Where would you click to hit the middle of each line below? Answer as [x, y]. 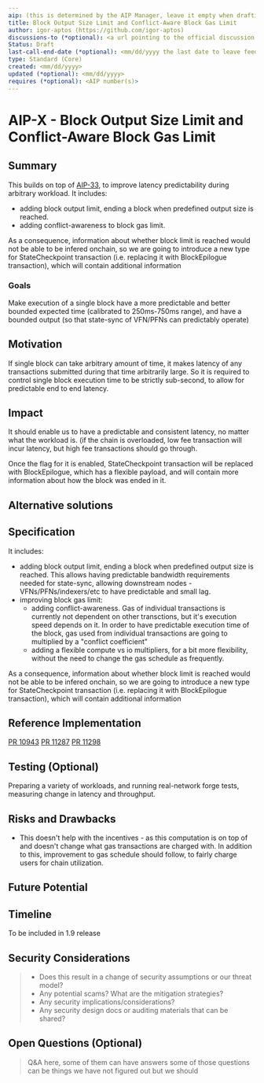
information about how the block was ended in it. [87, 481]
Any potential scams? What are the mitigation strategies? [131, 994]
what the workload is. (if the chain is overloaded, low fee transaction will [125, 440]
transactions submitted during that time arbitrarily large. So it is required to [129, 371]
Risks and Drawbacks [62, 819]
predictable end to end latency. [59, 388]
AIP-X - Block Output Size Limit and [126, 120]
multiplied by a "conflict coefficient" [89, 641]
